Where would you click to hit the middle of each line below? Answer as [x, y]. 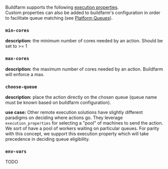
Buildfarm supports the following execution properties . [62, 7]
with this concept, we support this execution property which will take [77, 134]
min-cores [17, 30]
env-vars [16, 151]
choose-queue [21, 87]
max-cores [17, 59]
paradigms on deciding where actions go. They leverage [64, 118]
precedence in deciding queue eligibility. [48, 139]
